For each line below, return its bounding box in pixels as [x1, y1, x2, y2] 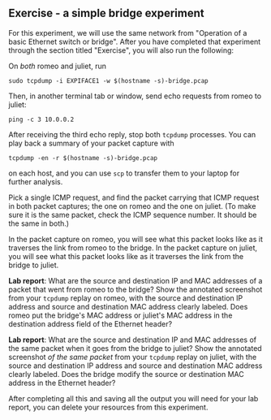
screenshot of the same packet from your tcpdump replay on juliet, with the [8, 352, 257, 362]
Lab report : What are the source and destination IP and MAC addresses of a [8, 275, 263, 285]
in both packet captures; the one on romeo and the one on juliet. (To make [8, 201, 256, 210]
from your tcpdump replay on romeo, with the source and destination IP [8, 292, 243, 303]
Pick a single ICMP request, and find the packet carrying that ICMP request [8, 193, 260, 202]
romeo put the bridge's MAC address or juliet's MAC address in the [8, 310, 233, 320]
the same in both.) [8, 219, 70, 228]
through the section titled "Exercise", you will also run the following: [8, 45, 234, 55]
